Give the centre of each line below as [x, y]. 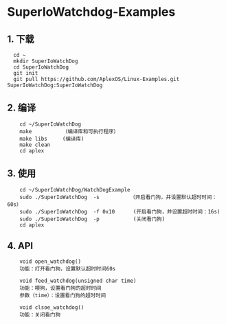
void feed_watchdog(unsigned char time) [78, 281]
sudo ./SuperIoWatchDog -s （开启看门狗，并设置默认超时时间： [118, 197]
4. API [20, 246]
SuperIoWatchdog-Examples [91, 12]
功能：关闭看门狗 [40, 315]
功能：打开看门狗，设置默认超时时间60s [68, 269]
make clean [35, 145]
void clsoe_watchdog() [52, 308]
